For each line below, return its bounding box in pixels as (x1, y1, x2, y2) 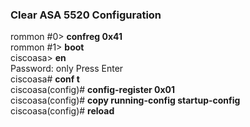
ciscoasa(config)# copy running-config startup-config (10, 94, 241, 107)
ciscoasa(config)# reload (10, 105, 115, 117)
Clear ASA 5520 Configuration (10, 8, 162, 22)
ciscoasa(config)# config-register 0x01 (10, 84, 176, 96)
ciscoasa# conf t (10, 73, 80, 85)
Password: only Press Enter (10, 63, 124, 75)
